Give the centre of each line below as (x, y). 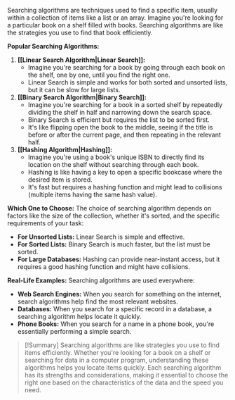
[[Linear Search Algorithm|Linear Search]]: (81, 60)
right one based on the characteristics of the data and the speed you (124, 382)
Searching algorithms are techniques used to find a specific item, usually (113, 10)
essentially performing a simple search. (74, 331)
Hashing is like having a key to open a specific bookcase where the (125, 172)
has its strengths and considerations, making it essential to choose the (126, 375)
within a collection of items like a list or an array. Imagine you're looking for (115, 18)
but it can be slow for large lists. (74, 90)
